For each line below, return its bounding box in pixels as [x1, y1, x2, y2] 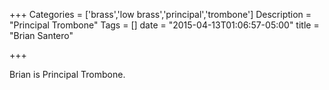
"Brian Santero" [9, 30, 74, 41]
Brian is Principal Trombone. [9, 69, 126, 80]
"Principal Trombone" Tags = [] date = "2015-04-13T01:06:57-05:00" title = [9, 19, 320, 31]
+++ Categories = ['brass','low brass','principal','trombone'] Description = [9, 9, 312, 20]
